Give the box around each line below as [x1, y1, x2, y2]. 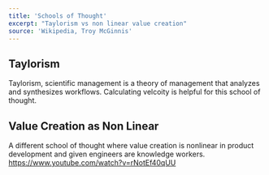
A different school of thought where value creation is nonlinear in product [8, 141, 254, 150]
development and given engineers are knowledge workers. [8, 149, 206, 159]
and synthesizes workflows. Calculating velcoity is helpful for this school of [8, 87, 261, 97]
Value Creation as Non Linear [8, 119, 159, 133]
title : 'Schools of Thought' [8, 11, 107, 20]
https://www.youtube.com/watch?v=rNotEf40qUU [8, 158, 176, 167]
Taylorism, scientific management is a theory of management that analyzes [8, 79, 260, 88]
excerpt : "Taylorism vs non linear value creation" [8, 19, 187, 28]
